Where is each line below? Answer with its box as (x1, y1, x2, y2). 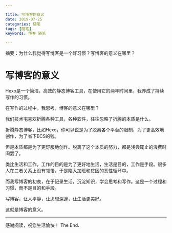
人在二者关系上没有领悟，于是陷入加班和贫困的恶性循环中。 (5, 168, 131, 174)
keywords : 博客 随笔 (5, 31, 46, 36)
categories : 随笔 (5, 21, 41, 27)
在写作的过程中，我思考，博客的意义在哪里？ (5, 105, 100, 111)
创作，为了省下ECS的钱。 (5, 133, 59, 139)
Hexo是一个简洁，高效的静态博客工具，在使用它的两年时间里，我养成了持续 (5, 88, 164, 94)
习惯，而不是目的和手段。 (5, 185, 59, 191)
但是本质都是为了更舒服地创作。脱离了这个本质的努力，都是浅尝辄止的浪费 (5, 144, 162, 150)
